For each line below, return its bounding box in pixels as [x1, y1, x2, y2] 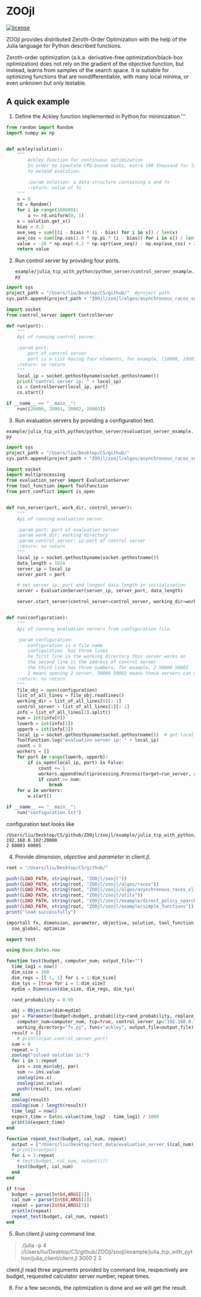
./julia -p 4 [20, 1242, 47, 1249]
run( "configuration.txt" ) [17, 809, 82, 815]
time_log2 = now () [11, 1108, 58, 1114]
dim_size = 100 [11, 969, 50, 975]
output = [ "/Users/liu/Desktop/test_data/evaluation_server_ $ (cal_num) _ [11, 1141, 197, 1147]
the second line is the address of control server [28, 659, 157, 665]
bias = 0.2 [17, 223, 44, 229]
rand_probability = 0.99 [11, 997, 74, 1003]
